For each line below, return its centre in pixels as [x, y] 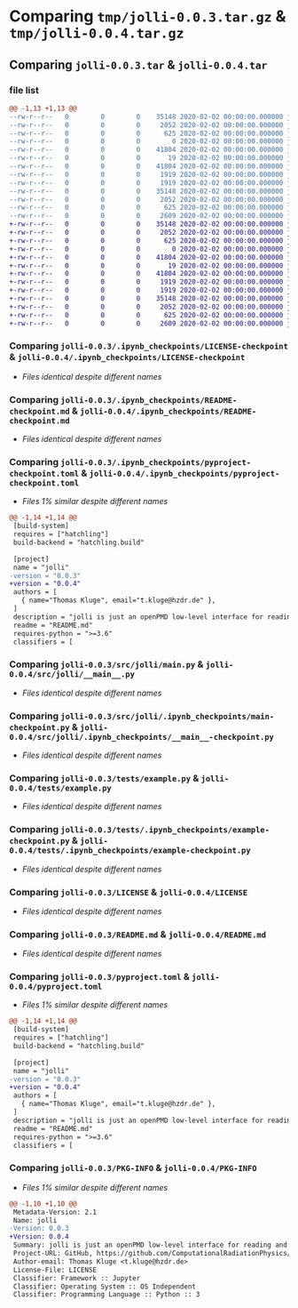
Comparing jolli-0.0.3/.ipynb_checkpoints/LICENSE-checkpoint [149, 346]
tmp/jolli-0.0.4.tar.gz [97, 33]
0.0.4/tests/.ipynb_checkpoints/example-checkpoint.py [130, 851]
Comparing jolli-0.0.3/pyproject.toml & [100, 977]
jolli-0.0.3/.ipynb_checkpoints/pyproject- [156, 463]
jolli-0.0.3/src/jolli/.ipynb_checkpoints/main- [168, 716]
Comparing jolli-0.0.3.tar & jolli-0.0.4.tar [138, 64]
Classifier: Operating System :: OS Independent [105, 1287]
